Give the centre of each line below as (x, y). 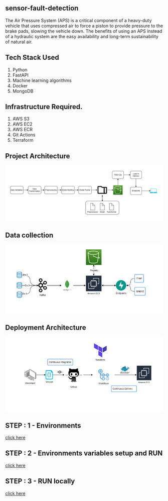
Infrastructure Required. (44, 107)
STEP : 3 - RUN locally (40, 481)
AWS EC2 (22, 124)
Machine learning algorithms (42, 80)
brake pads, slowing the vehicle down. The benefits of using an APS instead (84, 31)
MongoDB (23, 91)
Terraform (23, 140)
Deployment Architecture (46, 327)
